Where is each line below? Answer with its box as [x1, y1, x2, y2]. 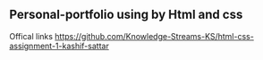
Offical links [9, 30, 54, 41]
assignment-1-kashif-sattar [9, 40, 109, 51]
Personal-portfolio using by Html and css [9, 7, 243, 22]
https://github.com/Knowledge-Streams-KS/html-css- [55, 30, 255, 41]
